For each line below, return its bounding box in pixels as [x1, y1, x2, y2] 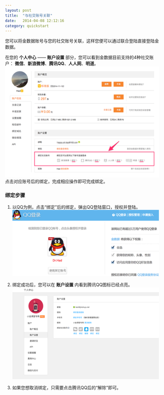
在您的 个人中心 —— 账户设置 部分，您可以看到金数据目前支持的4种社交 [5, 54, 150, 61]
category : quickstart [5, 23, 49, 28]
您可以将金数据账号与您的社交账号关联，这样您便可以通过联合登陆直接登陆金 [5, 38, 159, 44]
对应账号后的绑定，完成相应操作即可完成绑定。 [13, 178, 108, 184]
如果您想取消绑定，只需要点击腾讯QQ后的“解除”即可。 [12, 384, 121, 391]
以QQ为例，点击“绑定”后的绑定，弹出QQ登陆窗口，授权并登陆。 [12, 204, 141, 210]
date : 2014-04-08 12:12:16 [5, 18, 64, 23]
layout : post [5, 8, 32, 13]
